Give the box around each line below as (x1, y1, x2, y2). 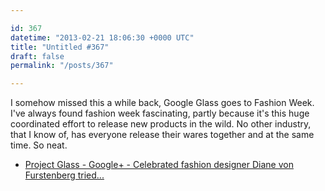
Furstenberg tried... (24, 169, 105, 181)
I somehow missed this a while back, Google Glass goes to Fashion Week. (10, 97, 315, 109)
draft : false (10, 51, 65, 61)
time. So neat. (10, 139, 68, 151)
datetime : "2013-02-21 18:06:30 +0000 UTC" (10, 32, 195, 43)
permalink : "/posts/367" (10, 61, 114, 71)
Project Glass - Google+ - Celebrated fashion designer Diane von (24, 159, 294, 171)
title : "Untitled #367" (10, 42, 110, 52)
